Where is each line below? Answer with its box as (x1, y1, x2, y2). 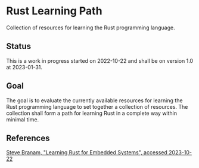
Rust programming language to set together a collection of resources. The (6, 103, 188, 110)
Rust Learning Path (6, 4, 102, 18)
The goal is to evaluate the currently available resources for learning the (6, 97, 183, 104)
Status (6, 41, 32, 51)
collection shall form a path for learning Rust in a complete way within (6, 109, 178, 117)
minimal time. (6, 115, 39, 123)
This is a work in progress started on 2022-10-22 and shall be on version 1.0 (6, 57, 194, 64)
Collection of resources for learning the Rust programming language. (6, 24, 175, 31)
